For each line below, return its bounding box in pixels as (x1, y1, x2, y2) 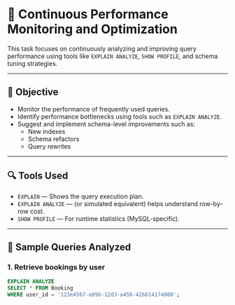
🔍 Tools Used (7, 170, 69, 182)
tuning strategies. (7, 59, 58, 67)
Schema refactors (27, 135, 80, 143)
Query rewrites (27, 142, 71, 150)
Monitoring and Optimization (7, 21, 178, 37)
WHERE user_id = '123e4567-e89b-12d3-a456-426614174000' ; (7, 291, 180, 298)
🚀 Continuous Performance (7, 6, 169, 22)
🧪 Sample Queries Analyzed (7, 241, 131, 253)
